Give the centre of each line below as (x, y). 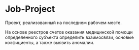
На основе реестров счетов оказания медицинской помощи (69, 32)
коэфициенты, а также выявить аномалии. (50, 42)
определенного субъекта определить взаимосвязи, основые (69, 37)
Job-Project (30, 9)
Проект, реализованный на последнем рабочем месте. (63, 23)
